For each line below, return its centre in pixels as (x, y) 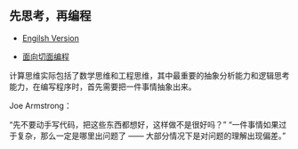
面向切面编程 (45, 56)
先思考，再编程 (50, 16)
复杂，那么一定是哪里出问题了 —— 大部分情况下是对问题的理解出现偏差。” (151, 136)
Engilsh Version (51, 37)
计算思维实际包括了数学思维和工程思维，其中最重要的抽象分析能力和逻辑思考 (149, 75)
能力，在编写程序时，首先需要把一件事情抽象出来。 (103, 87)
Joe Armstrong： (41, 105)
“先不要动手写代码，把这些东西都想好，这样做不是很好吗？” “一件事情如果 (144, 124)
